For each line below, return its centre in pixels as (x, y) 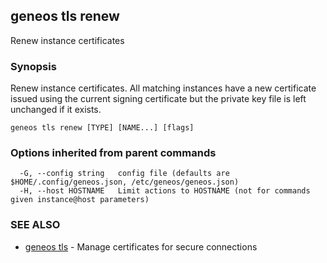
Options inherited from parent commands (113, 153)
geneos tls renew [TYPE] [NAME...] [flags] (102, 128)
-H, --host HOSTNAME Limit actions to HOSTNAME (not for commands (165, 191)
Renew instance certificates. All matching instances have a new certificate (163, 88)
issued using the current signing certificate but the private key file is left (158, 99)
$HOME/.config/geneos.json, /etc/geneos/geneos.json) (125, 182)
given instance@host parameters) (80, 200)
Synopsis (33, 66)
